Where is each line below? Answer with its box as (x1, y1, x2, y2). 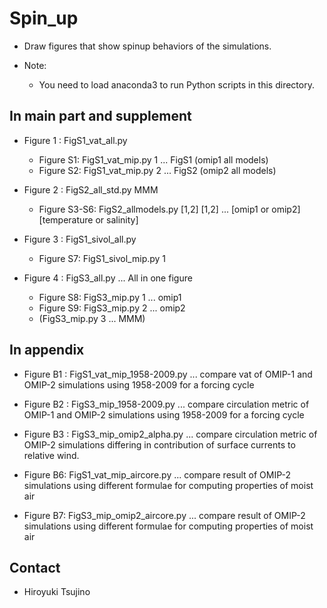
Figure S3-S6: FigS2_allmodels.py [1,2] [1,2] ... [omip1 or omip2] (38, 203, 301, 215)
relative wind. (23, 449, 80, 461)
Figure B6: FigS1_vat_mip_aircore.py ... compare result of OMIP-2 (23, 468, 292, 481)
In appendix (9, 342, 85, 359)
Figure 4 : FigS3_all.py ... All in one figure (23, 272, 193, 284)
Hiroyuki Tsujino (23, 586, 91, 598)
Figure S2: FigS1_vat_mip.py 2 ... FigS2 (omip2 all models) (38, 164, 277, 176)
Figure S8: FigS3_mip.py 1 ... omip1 (38, 291, 182, 303)
